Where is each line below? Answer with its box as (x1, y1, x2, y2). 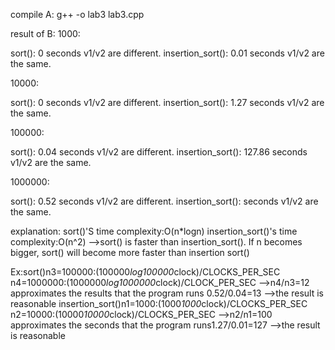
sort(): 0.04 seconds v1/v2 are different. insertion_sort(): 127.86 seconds (10, 146, 308, 158)
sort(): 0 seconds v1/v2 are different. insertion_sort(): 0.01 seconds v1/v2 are (10, 47, 325, 59)
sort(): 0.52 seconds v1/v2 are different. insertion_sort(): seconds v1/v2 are (10, 195, 319, 207)
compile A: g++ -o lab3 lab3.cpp (10, 9, 145, 20)
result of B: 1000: (10, 28, 81, 39)
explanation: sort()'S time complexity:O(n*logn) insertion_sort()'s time (10, 225, 298, 237)
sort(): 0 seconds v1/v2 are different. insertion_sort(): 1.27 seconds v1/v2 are (10, 97, 325, 108)
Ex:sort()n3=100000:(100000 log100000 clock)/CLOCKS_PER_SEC (10, 266, 281, 278)
